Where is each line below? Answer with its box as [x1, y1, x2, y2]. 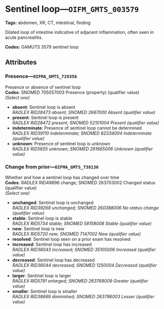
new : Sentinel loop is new [12, 225, 65, 231]
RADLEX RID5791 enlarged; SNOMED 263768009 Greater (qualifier [12, 278, 148, 283]
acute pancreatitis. [5, 34, 43, 40]
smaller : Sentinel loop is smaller [12, 288, 78, 294]
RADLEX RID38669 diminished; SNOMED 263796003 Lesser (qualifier [12, 293, 155, 299]
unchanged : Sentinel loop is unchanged [12, 199, 94, 205]
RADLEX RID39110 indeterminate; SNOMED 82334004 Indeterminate [12, 130, 152, 136]
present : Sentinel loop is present [12, 114, 79, 120]
